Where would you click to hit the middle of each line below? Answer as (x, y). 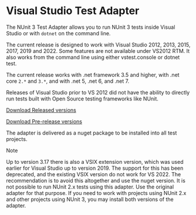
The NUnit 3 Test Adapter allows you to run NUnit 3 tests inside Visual (91, 27)
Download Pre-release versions (44, 121)
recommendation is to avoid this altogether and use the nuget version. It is (96, 180)
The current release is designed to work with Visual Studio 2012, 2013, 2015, (98, 45)
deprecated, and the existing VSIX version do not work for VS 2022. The (94, 174)
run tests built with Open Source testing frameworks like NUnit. (82, 99)
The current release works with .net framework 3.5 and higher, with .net (93, 75)
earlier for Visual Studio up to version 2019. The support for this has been (95, 168)
